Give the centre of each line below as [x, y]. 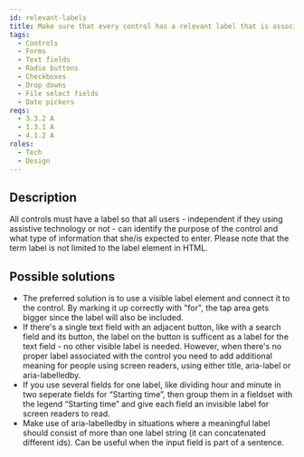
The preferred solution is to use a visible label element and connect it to [156, 299]
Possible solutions [62, 276]
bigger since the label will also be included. [103, 318]
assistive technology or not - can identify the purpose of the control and [144, 229]
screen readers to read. [66, 414]
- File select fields [58, 93]
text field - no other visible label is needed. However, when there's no [152, 347]
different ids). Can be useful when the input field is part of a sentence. [153, 443]
